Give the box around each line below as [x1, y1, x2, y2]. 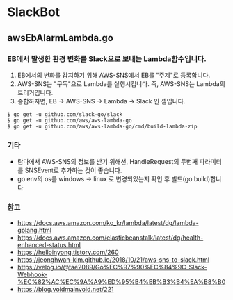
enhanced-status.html [17, 241, 81, 249]
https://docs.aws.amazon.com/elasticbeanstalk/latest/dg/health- [17, 233, 204, 242]
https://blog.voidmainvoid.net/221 [17, 285, 114, 294]
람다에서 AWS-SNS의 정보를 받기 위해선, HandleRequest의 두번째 [17, 158, 198, 166]
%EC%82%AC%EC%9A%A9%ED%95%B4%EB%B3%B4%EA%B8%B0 [17, 278, 226, 286]
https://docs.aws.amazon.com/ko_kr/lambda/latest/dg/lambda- [17, 219, 200, 227]
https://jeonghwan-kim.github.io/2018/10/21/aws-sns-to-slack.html [17, 256, 210, 264]
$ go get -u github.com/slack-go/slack [7, 110, 123, 118]
